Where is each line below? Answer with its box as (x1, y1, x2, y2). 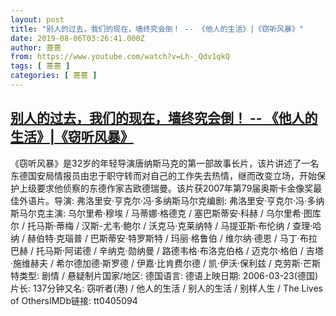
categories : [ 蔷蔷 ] (10, 71, 98, 81)
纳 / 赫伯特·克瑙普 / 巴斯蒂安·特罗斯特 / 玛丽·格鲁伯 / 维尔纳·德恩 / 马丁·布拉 (10, 232, 318, 244)
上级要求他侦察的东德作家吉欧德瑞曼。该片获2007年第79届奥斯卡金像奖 (18, 182, 314, 194)
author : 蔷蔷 (10, 42, 62, 53)
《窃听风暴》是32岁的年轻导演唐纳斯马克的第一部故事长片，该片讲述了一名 (10, 157, 320, 169)
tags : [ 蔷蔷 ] (10, 61, 71, 71)
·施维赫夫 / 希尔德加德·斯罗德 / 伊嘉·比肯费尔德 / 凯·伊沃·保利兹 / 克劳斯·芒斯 (10, 257, 321, 269)
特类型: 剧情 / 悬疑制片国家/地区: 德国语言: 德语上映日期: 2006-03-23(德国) (10, 269, 319, 281)
